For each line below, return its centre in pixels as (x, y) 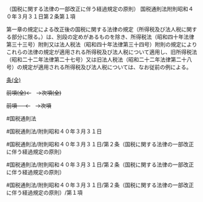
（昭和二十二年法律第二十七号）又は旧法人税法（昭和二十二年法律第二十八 (99, 60)
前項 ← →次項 (29, 106)
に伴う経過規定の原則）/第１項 (45, 193)
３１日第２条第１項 (51, 16)
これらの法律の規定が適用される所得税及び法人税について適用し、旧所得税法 (102, 52)
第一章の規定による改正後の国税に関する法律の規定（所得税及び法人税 (94, 29)
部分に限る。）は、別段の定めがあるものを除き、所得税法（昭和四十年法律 (103, 37)
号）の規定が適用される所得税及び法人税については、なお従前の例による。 (99, 67)
